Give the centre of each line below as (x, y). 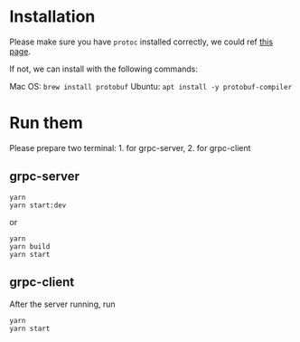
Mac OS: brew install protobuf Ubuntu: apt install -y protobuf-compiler (150, 86)
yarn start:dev (38, 205)
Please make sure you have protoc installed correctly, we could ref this (141, 42)
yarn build (30, 246)
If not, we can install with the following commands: (104, 69)
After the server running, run (62, 304)
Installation (52, 17)
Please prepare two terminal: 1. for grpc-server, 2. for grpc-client (130, 147)
